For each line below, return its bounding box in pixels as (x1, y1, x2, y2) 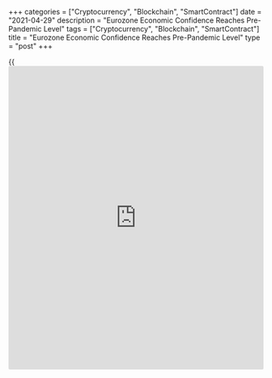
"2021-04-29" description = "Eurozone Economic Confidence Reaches (8, 15, 245, 25)
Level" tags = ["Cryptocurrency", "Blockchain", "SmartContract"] (43, 24, 260, 33)
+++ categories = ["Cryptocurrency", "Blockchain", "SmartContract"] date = (8, 7, 262, 16)
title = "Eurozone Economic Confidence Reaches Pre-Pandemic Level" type (8, 32, 261, 42)
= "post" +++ (8, 41, 53, 51)
